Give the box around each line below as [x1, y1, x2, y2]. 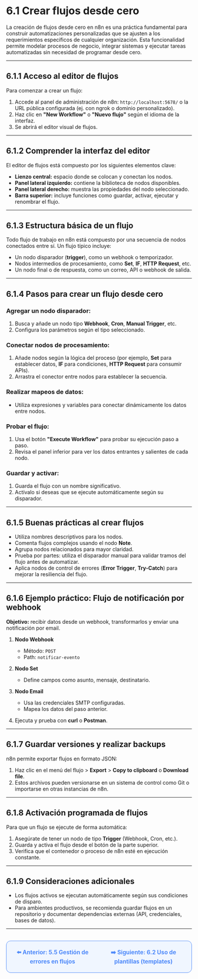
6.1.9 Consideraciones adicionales [6, 876, 135, 886]
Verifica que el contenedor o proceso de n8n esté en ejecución [14, 847, 169, 855]
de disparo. [14, 898, 42, 905]
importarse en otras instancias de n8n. [14, 785, 109, 792]
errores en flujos [29, 958, 75, 965]
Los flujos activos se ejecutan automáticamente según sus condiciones [14, 892, 188, 899]
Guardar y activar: [6, 469, 60, 477]
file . [14, 773, 25, 780]
